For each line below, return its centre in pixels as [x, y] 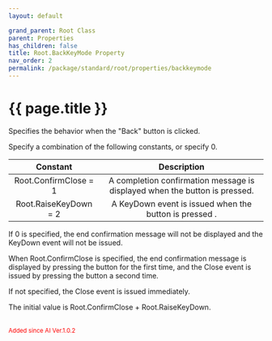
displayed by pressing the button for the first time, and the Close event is [130, 267]
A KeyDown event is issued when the [182, 204]
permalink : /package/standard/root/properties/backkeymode [110, 69]
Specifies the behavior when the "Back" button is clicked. [104, 131]
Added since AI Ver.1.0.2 [42, 330]
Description [181, 166]
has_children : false [43, 45]
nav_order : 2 [30, 61]
